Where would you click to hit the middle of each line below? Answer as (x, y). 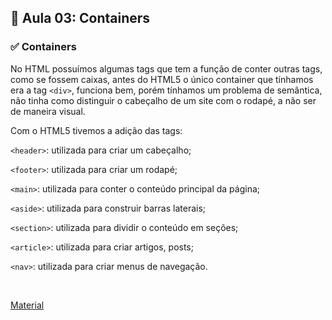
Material (27, 305)
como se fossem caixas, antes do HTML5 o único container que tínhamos (162, 79)
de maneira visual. (48, 111)
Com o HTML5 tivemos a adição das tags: (96, 130)
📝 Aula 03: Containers (80, 18)
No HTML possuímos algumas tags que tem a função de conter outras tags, (166, 68)
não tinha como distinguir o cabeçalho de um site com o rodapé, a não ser (163, 100)
